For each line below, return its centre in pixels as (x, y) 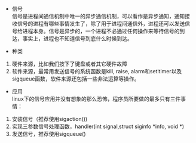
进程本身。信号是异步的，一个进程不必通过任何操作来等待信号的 (101, 31)
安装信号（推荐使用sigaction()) (50, 119)
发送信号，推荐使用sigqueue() (49, 134)
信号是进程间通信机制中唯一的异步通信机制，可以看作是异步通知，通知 (98, 16)
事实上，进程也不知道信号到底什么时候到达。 (77, 38)
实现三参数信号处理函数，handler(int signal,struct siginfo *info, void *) (98, 126)
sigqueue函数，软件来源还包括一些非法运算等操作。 (76, 79)
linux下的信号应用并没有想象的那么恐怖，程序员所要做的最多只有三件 (96, 99)
